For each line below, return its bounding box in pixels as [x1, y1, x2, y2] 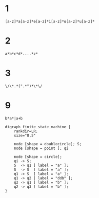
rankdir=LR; [14, 129, 38, 134]
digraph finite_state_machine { [5, 124, 71, 129]
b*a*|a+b [5, 116, 23, 121]
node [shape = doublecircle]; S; [14, 141, 82, 146]
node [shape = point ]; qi [14, 146, 69, 151]
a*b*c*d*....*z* [5, 51, 38, 56]
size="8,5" [14, 133, 36, 138]
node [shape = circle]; [14, 154, 62, 159]
